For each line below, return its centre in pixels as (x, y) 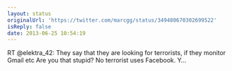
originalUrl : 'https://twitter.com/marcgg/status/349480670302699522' (112, 20)
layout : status (29, 14)
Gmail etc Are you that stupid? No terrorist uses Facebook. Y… (97, 61)
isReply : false (29, 26)
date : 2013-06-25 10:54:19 (46, 33)
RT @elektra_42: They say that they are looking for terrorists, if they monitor (116, 53)
